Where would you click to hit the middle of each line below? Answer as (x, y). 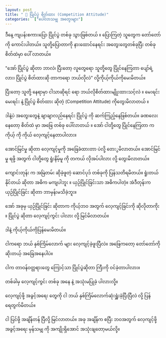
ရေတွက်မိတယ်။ (20, 306)
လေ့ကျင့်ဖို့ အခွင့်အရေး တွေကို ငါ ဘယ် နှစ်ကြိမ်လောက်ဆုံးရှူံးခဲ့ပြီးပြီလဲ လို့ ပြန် (78, 296)
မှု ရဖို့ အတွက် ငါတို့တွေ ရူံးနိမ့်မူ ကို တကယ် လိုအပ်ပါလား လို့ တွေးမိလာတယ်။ (77, 159)
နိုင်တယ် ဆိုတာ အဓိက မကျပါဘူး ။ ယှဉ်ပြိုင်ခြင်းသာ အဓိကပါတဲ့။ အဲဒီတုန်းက (78, 182)
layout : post (19, 10)
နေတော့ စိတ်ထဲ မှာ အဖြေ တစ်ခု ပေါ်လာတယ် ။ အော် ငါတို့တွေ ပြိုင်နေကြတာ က (80, 125)
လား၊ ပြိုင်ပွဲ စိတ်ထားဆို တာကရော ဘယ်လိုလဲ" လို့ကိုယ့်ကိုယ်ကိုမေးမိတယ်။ (76, 78)
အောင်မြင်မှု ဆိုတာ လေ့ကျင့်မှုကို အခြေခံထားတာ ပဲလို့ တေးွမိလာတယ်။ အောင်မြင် (83, 149)
